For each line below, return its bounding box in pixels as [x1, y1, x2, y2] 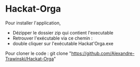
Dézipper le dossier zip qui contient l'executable [12, 29, 114, 36]
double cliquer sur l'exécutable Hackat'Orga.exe [12, 40, 114, 46]
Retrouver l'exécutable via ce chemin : [12, 35, 93, 41]
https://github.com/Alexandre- [71, 50, 135, 56]
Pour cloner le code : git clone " [5, 50, 72, 56]
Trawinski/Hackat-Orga [5, 55, 54, 61]
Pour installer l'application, [5, 20, 61, 26]
